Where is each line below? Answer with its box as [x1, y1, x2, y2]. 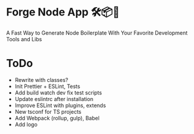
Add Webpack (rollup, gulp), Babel [14, 114, 100, 121]
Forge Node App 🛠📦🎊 [6, 5, 120, 19]
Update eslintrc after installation [14, 95, 94, 102]
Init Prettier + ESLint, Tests [14, 83, 81, 90]
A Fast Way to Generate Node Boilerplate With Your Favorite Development [6, 29, 188, 36]
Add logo [14, 121, 38, 128]
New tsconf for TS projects [14, 108, 82, 115]
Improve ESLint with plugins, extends [14, 102, 106, 109]
